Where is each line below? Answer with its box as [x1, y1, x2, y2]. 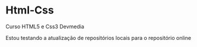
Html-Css [5, 4, 54, 17]
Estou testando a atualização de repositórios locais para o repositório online [5, 34, 191, 41]
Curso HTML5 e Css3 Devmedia [5, 23, 84, 30]
